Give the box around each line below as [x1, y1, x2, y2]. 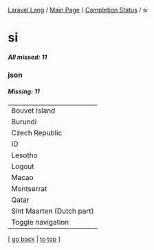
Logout [11, 161, 34, 171]
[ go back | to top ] [8, 235, 60, 243]
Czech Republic [11, 128, 63, 138]
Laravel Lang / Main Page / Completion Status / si [8, 6, 148, 14]
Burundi [11, 117, 37, 126]
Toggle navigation [11, 218, 69, 227]
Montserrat [11, 184, 47, 194]
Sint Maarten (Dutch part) [11, 206, 94, 216]
